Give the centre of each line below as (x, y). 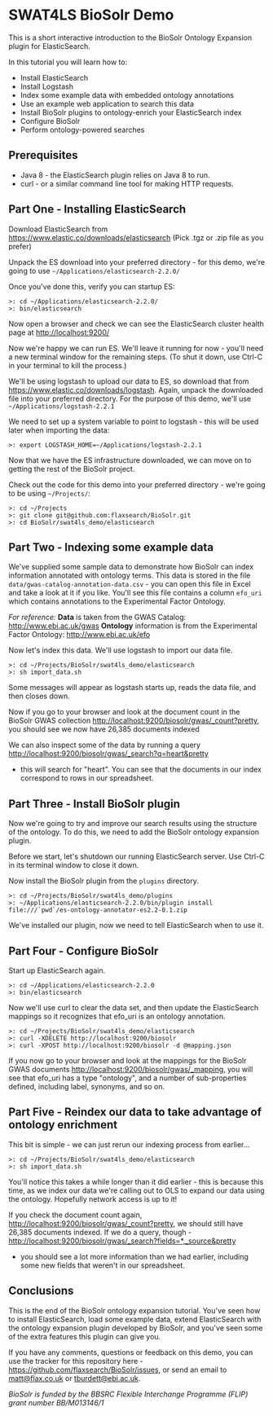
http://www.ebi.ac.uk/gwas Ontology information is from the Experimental (133, 626)
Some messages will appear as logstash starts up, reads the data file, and (132, 688)
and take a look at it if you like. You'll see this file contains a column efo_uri (135, 593)
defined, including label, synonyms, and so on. (87, 1086)
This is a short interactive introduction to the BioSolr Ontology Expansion (130, 37)
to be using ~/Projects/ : (50, 493)
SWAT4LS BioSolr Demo (91, 15)
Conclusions (41, 1291)
